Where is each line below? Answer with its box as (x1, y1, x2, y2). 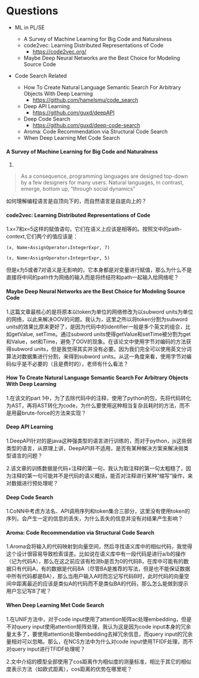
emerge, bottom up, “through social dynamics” (20, 186, 135, 193)
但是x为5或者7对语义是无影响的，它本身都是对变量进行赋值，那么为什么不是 (6, 266, 192, 274)
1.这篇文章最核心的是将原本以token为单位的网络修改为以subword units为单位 (6, 308, 194, 315)
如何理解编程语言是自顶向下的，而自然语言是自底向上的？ (6, 197, 147, 205)
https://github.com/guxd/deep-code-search (32, 121, 141, 128)
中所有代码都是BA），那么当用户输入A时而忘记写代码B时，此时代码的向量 (6, 573, 184, 580)
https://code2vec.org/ (32, 48, 87, 55)
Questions (6, 4, 58, 18)
